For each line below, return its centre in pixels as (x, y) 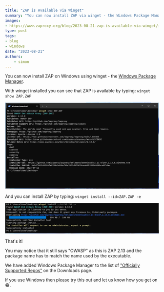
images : (13, 20)
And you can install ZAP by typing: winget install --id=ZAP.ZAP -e (73, 196)
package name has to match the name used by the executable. (68, 255)
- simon (21, 62)
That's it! (14, 241)
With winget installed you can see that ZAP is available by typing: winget (78, 91)
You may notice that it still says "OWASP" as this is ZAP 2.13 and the (73, 251)
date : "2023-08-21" (25, 51)
